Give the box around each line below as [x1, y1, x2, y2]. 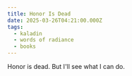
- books [13, 43, 37, 50]
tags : [7, 23, 23, 30]
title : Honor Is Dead [7, 10, 71, 18]
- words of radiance [13, 37, 74, 44]
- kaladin [13, 30, 42, 37]
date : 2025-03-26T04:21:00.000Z [7, 17, 102, 24]
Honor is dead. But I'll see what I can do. [7, 63, 125, 70]
